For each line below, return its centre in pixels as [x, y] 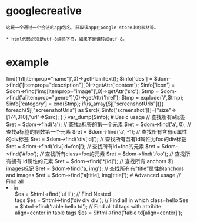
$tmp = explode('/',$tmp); [153, 97]
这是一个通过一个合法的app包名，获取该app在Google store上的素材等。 [82, 28]
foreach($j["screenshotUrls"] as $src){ [53, 110]
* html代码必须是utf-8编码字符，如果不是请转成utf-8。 [67, 39]
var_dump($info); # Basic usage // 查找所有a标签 [126, 117]
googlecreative [44, 11]
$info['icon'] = [158, 85]
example [28, 62]
